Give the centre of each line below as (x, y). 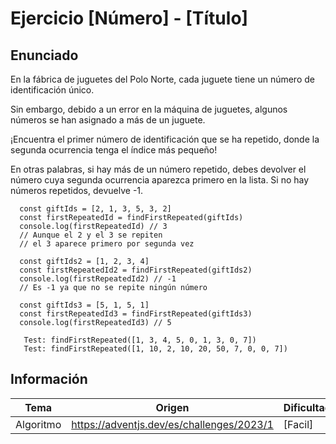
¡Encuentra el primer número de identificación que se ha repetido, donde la (165, 139)
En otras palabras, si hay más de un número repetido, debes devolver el (158, 169)
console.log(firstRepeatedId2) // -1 (98, 279)
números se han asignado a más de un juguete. (108, 120)
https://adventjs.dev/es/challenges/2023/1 (172, 424)
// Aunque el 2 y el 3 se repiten (91, 235)
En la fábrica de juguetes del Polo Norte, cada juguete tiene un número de (162, 79)
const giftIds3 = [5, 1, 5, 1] (84, 305)
